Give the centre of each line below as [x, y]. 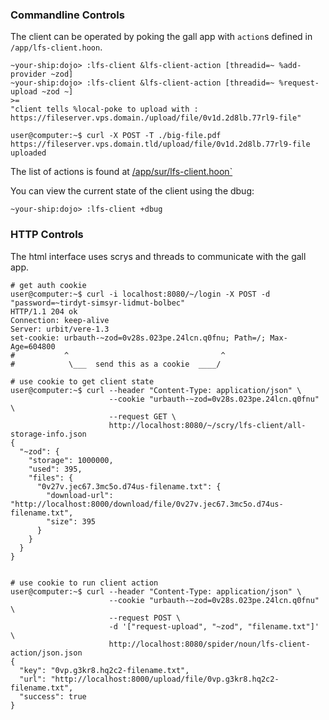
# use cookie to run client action [84, 583]
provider [28, 74]
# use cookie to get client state [82, 381]
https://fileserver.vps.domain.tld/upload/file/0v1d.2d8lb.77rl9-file [160, 144]
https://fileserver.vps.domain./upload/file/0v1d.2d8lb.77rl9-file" [156, 118]
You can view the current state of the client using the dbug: [132, 191]
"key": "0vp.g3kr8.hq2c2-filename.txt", [104, 670]
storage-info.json [48, 434]
